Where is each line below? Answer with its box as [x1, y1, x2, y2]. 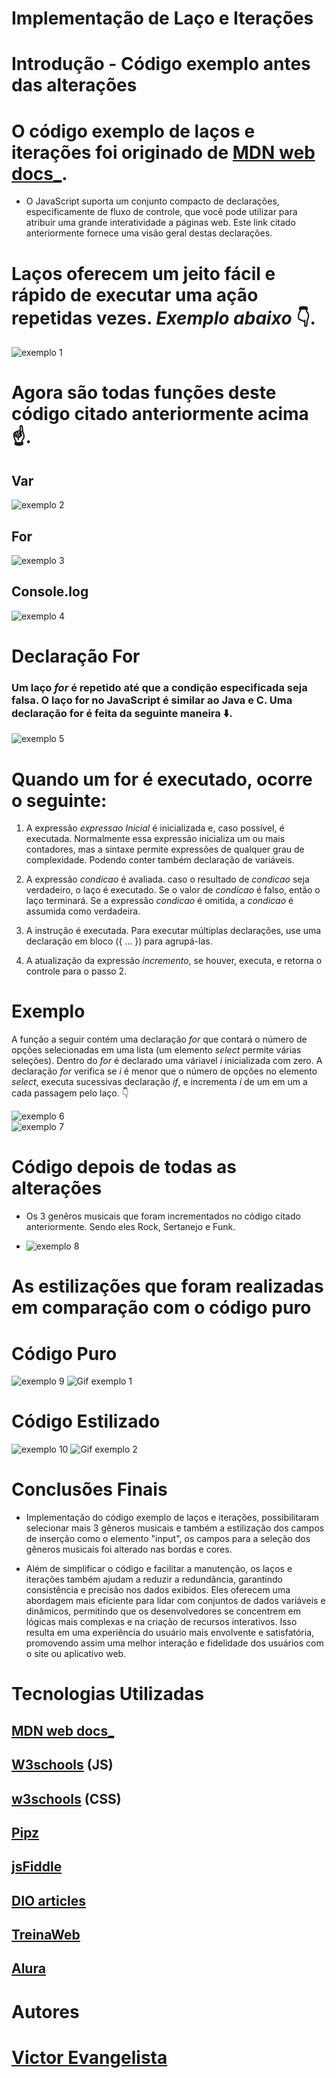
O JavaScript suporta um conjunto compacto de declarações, [25, 195, 280, 207]
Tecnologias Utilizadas [11, 1683, 205, 1706]
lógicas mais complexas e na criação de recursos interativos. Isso [25, 1616, 298, 1628]
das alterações [11, 74, 138, 97]
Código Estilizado [11, 1410, 161, 1433]
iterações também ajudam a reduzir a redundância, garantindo [25, 1573, 283, 1586]
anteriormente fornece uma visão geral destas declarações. [25, 227, 273, 239]
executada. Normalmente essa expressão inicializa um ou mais [25, 833, 286, 845]
